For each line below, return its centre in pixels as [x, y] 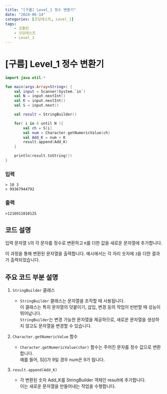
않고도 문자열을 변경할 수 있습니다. [59, 326]
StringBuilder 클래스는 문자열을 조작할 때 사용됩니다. [72, 301]
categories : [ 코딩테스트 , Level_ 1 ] [39, 19]
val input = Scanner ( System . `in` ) [50, 91]
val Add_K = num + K [44, 137]
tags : [11, 24]
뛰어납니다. [31, 313]
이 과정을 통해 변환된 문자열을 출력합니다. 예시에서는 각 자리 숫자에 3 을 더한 [78, 254]
